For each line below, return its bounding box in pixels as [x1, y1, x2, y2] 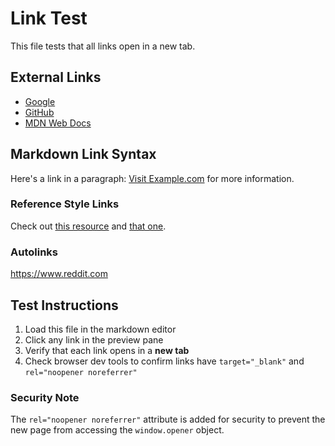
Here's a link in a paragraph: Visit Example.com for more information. [10, 172, 295, 184]
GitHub [24, 106, 55, 118]
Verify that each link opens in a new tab [24, 344, 190, 356]
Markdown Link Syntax [10, 146, 157, 163]
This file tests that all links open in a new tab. [10, 40, 196, 52]
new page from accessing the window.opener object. [10, 424, 225, 436]
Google [24, 95, 56, 107]
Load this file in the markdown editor [24, 323, 177, 335]
